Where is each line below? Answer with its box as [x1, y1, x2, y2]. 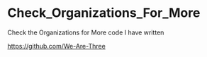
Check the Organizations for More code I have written [7, 28, 164, 37]
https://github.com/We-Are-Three [7, 42, 106, 50]
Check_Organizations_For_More [7, 5, 201, 21]
